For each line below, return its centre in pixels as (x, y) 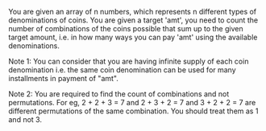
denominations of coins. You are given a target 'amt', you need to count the (133, 20)
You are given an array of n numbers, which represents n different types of (133, 12)
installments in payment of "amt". (64, 78)
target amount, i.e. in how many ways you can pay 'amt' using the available (133, 37)
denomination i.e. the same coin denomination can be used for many (122, 70)
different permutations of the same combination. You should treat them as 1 (133, 111)
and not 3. (25, 119)
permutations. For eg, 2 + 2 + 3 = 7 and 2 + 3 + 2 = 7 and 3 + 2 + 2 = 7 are (132, 102)
